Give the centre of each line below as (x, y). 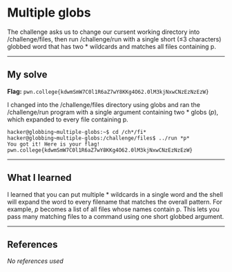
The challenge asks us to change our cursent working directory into (104, 32)
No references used (35, 261)
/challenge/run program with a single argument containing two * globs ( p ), (113, 112)
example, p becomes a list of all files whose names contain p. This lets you (113, 209)
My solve (27, 75)
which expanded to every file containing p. (68, 119)
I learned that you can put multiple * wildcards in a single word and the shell (115, 194)
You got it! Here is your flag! (54, 144)
